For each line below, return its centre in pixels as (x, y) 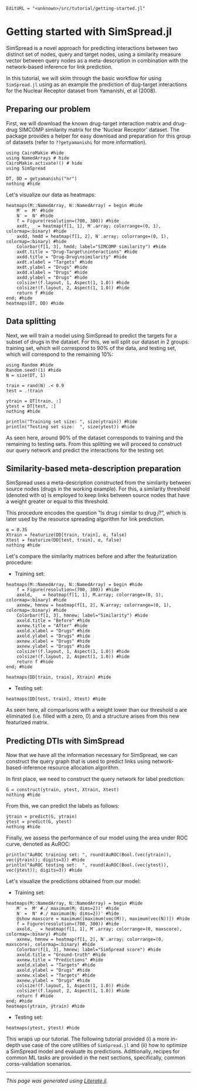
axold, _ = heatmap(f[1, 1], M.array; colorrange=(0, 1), (90, 595)
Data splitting (31, 321)
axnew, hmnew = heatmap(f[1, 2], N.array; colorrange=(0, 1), (94, 605)
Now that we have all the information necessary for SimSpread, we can (92, 755)
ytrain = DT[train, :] (34, 401)
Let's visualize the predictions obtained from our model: (74, 881)
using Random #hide (30, 365)
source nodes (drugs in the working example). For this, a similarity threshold (98, 489)
